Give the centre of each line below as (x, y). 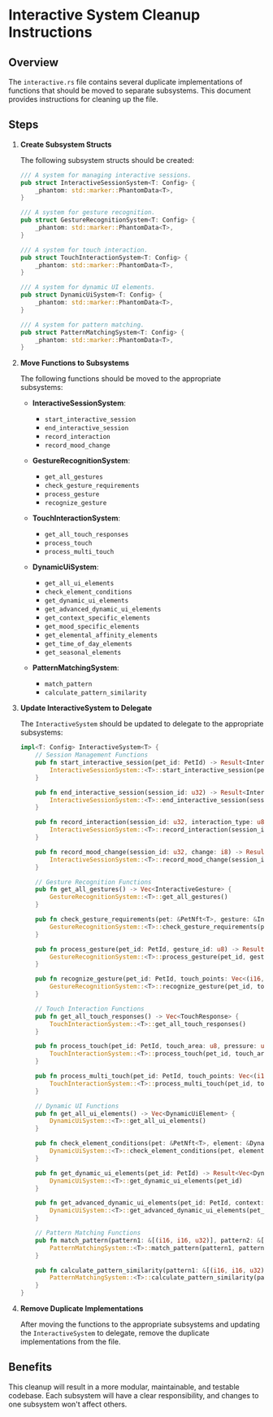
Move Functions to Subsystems (75, 363)
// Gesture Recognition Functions (93, 882)
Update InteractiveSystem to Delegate (86, 708)
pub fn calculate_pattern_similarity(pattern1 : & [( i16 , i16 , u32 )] (152, 1270)
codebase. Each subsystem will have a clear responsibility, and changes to (134, 1395)
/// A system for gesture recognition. (88, 213)
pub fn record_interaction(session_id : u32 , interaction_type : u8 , (152, 823)
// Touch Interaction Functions (90, 1009)
